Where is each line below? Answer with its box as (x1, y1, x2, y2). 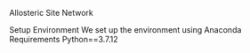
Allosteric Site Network (9, 8, 93, 18)
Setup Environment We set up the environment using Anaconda (9, 25, 242, 34)
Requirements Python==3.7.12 (9, 34, 118, 44)
